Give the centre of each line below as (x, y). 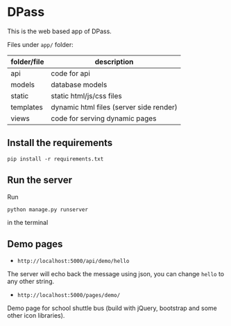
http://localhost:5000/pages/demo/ (69, 296)
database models (79, 84)
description (114, 62)
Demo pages (35, 244)
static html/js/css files (87, 96)
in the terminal (28, 222)
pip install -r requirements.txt (55, 159)
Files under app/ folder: (41, 44)
